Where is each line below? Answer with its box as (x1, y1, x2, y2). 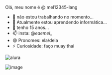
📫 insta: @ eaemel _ (12, 30, 52, 36)
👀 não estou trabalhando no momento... (12, 14, 94, 19)
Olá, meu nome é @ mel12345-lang (5, 4, 78, 10)
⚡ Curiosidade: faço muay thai (12, 43, 75, 49)
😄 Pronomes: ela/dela (12, 37, 58, 43)
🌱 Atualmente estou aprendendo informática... (12, 19, 107, 25)
